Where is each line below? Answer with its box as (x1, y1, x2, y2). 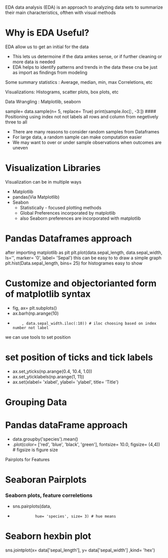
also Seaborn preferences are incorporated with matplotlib (20, 215, 141, 221)
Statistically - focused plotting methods (20, 204, 102, 210)
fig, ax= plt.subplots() (12, 305, 57, 311)
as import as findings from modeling (12, 69, 88, 75)
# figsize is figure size (12, 447, 58, 453)
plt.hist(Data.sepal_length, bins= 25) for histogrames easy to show (5, 260, 143, 266)
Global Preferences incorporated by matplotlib (20, 210, 116, 216)
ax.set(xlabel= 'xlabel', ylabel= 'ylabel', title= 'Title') (12, 379, 119, 385)
